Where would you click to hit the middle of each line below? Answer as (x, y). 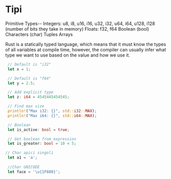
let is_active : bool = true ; (39, 130)
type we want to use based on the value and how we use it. (68, 55)
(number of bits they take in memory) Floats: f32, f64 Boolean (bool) (77, 29)
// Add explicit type (30, 92)
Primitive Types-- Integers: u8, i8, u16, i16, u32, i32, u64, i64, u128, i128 (80, 23)
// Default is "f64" (29, 78)
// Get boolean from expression (42, 139)
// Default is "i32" (29, 64)
